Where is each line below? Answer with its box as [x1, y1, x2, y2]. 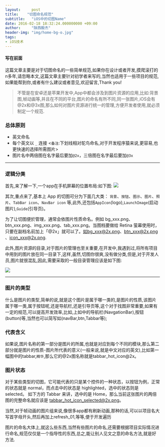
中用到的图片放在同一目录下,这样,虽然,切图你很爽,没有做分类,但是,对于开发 [5, 251, 155, 257]
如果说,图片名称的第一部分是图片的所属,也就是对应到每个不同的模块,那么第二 [5, 341, 160, 347]
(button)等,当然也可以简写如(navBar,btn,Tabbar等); [5, 315, 107, 321]
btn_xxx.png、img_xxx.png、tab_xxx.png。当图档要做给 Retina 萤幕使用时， [5, 222, 160, 228]
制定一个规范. [17, 108, 45, 114]
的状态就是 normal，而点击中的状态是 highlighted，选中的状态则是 [5, 385, 139, 391]
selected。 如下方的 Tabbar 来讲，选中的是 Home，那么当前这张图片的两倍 [5, 391, 157, 397]
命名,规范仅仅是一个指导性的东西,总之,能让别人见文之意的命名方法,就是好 [9, 431, 157, 437]
